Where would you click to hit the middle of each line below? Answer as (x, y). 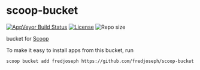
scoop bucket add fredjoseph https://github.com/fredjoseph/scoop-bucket (100, 61)
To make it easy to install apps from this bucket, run (70, 50)
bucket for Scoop (28, 38)
